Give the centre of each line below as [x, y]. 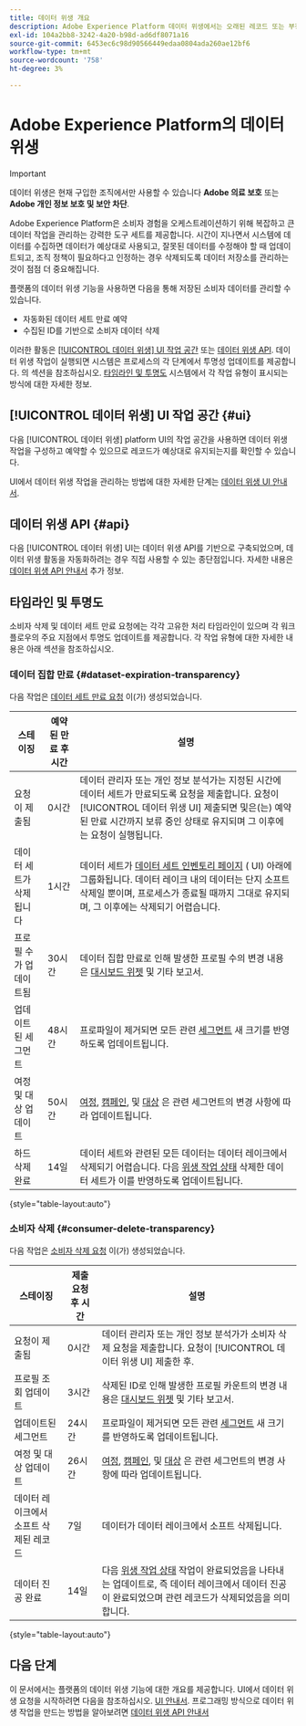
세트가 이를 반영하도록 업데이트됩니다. [167, 1180]
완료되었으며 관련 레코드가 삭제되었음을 [192, 1597]
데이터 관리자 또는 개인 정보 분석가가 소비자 [189, 1334]
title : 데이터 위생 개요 [50, 18]
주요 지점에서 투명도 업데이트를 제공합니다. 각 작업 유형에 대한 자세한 [162, 638]
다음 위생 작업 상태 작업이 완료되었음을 [179, 1570]
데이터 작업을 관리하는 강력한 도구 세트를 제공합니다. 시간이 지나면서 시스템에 [146, 235]
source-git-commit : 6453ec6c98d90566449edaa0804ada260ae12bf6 [130, 43]
